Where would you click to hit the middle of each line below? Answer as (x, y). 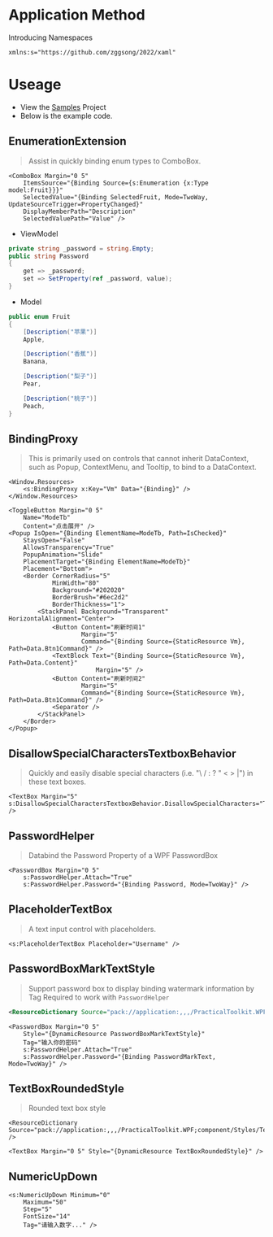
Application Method (77, 15)
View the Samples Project (63, 107)
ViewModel (39, 233)
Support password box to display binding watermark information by (141, 988)
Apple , (34, 339)
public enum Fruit (39, 316)
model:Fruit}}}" (36, 190)
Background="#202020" (89, 590)
